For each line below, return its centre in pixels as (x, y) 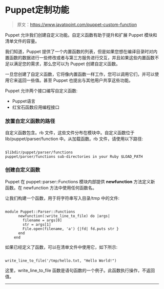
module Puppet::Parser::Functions (40, 212)
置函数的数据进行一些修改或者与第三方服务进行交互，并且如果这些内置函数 (80, 57)
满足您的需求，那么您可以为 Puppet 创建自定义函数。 (67, 64)
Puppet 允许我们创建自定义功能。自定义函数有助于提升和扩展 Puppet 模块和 (81, 35)
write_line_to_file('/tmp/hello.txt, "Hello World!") (61, 261)
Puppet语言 (24, 101)
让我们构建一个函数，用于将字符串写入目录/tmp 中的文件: (62, 198)
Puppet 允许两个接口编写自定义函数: (41, 91)
